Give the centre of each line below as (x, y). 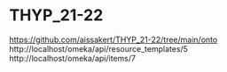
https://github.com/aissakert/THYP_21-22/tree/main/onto (113, 40)
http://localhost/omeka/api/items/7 (72, 58)
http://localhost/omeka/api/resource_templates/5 (99, 48)
